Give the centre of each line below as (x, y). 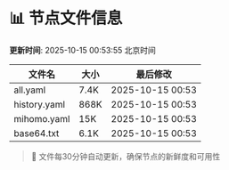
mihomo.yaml (42, 118)
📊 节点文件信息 (66, 18)
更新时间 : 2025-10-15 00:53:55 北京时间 (82, 50)
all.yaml (30, 90)
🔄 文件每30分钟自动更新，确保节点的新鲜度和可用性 (126, 156)
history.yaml (39, 104)
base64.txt (37, 133)
